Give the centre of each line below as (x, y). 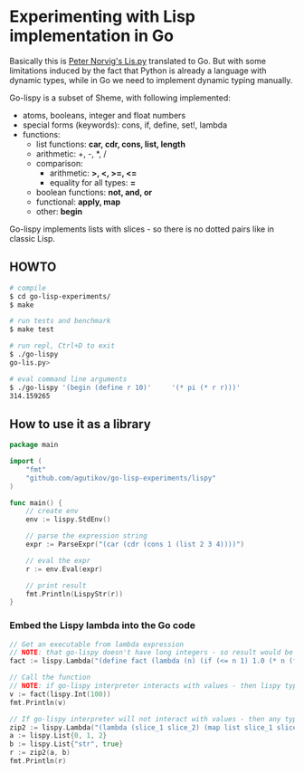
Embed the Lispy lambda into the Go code (103, 625)
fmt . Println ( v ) (38, 702)
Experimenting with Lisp (103, 17)
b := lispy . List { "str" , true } (66, 744)
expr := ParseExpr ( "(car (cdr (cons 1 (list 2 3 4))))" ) (135, 545)
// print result (57, 586)
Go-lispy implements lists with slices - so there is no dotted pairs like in (142, 229)
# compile (28, 288)
